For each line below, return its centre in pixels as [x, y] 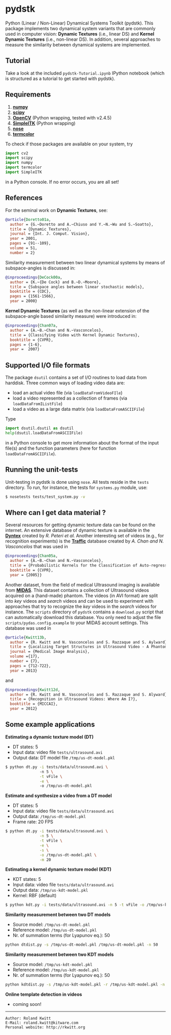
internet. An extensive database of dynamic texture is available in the [78, 530]
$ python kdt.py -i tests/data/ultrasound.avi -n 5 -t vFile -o [75, 905]
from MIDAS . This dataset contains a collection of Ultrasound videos [77, 590]
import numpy [19, 163]
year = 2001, [24, 239]
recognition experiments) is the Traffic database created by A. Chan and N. [84, 541]
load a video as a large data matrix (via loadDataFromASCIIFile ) [79, 409]
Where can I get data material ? [55, 513]
